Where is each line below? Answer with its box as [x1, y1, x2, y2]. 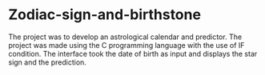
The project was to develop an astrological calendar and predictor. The [8, 32, 243, 41]
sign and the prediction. [8, 57, 86, 67]
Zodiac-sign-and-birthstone [8, 6, 202, 24]
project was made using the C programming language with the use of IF [8, 40, 245, 49]
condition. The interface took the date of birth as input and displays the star [8, 49, 258, 58]
